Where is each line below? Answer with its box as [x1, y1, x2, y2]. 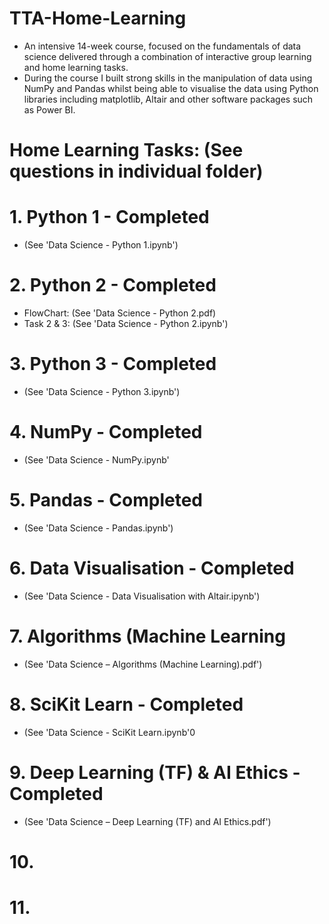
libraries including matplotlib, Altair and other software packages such [23, 93, 314, 105]
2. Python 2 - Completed [9, 274, 217, 297]
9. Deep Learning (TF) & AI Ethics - [9, 761, 301, 784]
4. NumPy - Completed [9, 421, 203, 444]
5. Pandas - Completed [9, 489, 203, 512]
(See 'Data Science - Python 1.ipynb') [23, 239, 179, 251]
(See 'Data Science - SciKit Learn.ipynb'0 [23, 726, 196, 738]
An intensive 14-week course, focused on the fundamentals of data [23, 40, 302, 52]
